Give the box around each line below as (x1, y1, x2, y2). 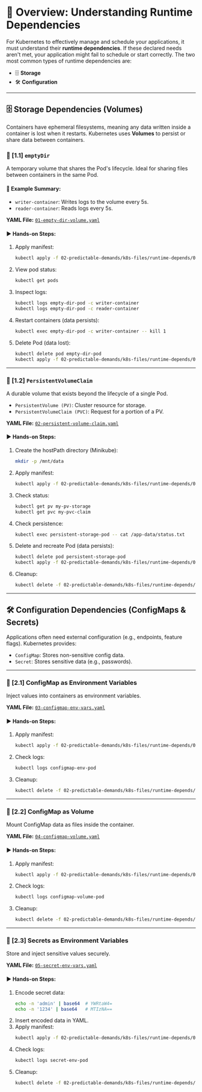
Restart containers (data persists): (14, 316, 100, 324)
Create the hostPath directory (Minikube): (14, 447, 118, 454)
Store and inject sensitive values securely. (6, 950, 111, 957)
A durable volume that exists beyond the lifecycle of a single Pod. (6, 390, 168, 397)
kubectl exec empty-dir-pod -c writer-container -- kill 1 (14, 328, 167, 334)
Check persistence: (14, 520, 64, 527)
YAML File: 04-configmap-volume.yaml (6, 833, 100, 840)
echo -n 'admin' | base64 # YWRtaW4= (14, 1001, 112, 1007)
